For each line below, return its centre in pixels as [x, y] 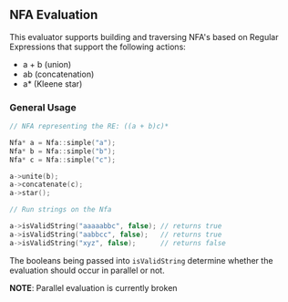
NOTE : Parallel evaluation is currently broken [93, 287]
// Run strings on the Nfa [61, 210]
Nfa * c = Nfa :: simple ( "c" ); [63, 160]
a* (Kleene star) [52, 83]
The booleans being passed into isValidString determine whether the [141, 260]
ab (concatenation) [58, 74]
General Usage [43, 107]
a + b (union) [47, 64]
